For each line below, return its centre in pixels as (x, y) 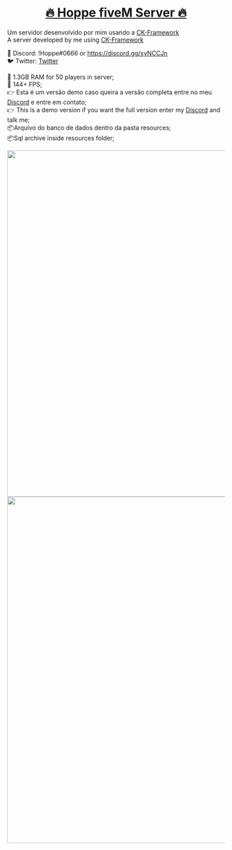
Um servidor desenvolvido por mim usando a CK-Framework (93, 32)
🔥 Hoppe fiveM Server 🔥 (116, 13)
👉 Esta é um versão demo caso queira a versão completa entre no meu (110, 92)
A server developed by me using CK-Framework (75, 39)
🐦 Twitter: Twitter (33, 61)
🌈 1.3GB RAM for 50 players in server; (61, 77)
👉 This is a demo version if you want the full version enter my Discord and (114, 109)
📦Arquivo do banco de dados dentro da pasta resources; (89, 127)
